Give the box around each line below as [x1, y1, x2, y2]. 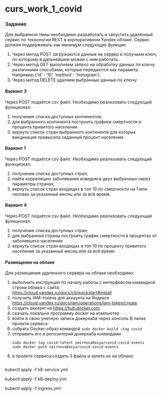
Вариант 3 [5, 88, 27, 94]
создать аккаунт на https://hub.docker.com [12, 305, 100, 311]
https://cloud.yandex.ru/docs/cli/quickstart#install [12, 290, 112, 296]
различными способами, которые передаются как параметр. [12, 67, 140, 73]
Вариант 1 [5, 145, 26, 151]
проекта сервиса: [12, 321, 49, 327]
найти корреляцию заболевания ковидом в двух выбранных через [12, 175, 151, 181]
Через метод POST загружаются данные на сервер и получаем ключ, [12, 51, 157, 57]
